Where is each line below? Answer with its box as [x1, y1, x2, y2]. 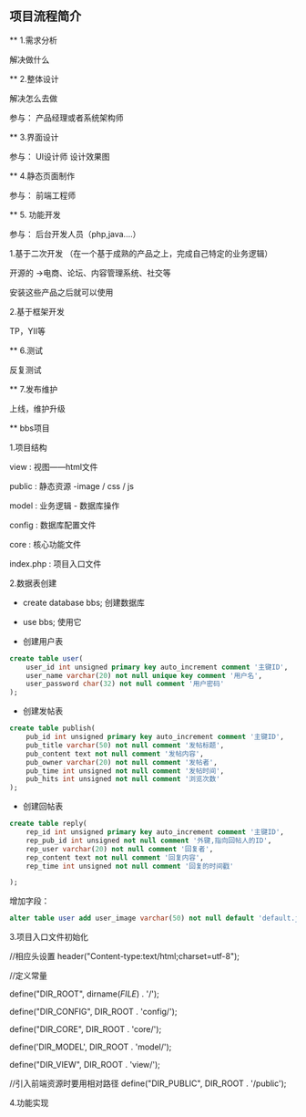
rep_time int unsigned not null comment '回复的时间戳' [25, 861, 234, 871]
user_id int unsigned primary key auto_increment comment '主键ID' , [25, 663, 289, 672]
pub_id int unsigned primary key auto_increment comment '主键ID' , [25, 733, 285, 742]
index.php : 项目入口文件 [9, 558, 102, 569]
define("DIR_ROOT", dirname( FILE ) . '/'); [9, 988, 159, 999]
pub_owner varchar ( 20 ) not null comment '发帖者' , [25, 757, 219, 767]
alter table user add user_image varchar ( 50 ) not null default [9, 913, 255, 924]
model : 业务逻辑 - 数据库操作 [9, 500, 120, 511]
